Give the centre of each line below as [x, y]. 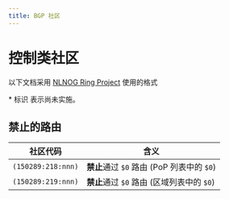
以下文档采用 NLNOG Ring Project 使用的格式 [83, 82]
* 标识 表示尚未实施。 [44, 99]
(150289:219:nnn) [46, 182]
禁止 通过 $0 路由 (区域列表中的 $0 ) [150, 182]
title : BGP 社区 [34, 16]
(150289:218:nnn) [46, 167]
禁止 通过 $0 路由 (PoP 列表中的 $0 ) [151, 168]
